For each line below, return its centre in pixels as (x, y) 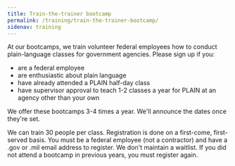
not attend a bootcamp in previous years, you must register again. (103, 155)
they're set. (24, 119)
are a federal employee (51, 68)
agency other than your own (58, 98)
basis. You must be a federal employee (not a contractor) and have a (128, 140)
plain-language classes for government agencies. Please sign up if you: (111, 54)
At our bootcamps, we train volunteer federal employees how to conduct (112, 47)
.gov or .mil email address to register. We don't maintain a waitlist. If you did (117, 148)
